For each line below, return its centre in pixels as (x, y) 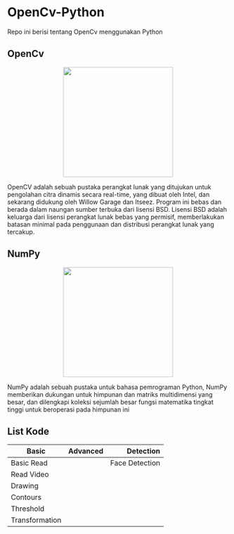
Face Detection (135, 463)
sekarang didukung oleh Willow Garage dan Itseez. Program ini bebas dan (115, 202)
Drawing (25, 486)
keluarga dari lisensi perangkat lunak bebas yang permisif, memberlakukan (116, 217)
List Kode (28, 431)
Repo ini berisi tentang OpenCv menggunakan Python (85, 32)
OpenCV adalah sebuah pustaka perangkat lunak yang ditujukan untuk (110, 186)
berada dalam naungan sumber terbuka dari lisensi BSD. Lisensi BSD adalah (117, 209)
